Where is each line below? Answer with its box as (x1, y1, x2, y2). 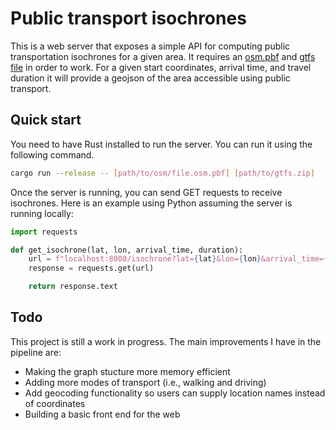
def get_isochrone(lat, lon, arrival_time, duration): (10, 245, 244, 255)
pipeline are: (10, 346, 62, 358)
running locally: (10, 207, 74, 219)
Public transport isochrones (10, 7, 247, 30)
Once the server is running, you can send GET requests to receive (10, 186, 283, 198)
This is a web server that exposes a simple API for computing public (10, 40, 291, 52)
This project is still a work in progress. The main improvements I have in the (10, 335, 322, 347)
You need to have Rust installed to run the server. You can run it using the (10, 138, 313, 150)
